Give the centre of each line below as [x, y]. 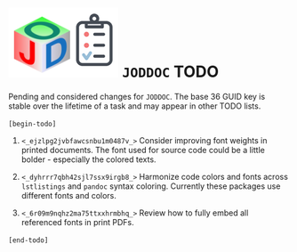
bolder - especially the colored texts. [88, 159]
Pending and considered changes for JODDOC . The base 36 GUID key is [137, 96]
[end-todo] [28, 240]
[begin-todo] [32, 124]
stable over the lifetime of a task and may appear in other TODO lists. [135, 106]
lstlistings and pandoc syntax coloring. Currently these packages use [151, 186]
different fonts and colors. [69, 195]
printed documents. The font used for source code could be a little [143, 150]
